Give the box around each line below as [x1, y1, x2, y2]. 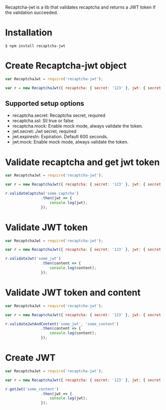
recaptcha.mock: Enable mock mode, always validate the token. [12, 123, 143, 129]
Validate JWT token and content [5, 287, 141, 298]
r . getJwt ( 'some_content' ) [5, 387, 59, 392]
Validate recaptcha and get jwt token [5, 157, 160, 168]
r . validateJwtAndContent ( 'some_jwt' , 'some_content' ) [5, 321, 119, 326]
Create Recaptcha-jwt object [5, 60, 127, 71]
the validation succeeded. [5, 9, 58, 15]
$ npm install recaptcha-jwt [5, 43, 66, 48]
